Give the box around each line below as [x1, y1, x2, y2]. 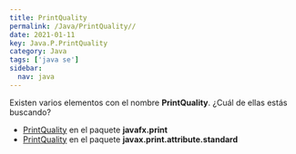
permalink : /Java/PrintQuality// [9, 22, 137, 31]
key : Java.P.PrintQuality [9, 38, 107, 48]
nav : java [17, 72, 55, 82]
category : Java [9, 47, 67, 56]
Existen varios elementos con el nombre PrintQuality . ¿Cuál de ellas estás [9, 97, 288, 108]
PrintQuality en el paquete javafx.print [22, 124, 168, 135]
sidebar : [9, 64, 43, 73]
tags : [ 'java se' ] [9, 55, 79, 64]
